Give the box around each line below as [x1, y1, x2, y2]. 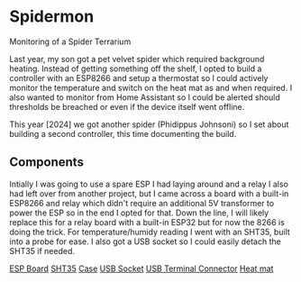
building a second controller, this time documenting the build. [9, 128, 237, 139]
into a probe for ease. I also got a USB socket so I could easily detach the [9, 236, 281, 247]
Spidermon [9, 6, 95, 27]
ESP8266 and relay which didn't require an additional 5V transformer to [9, 197, 275, 208]
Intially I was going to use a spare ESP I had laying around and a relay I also [9, 178, 288, 189]
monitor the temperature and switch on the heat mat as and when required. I [9, 82, 293, 93]
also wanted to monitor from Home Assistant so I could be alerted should [9, 92, 281, 103]
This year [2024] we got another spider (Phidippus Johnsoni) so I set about [9, 119, 289, 130]
